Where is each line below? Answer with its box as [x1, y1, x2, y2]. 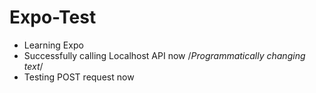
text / [23, 60, 44, 72]
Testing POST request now [23, 71, 135, 83]
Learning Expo [23, 39, 84, 51]
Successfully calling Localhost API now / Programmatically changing [23, 49, 306, 61]
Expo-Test [9, 6, 97, 29]
